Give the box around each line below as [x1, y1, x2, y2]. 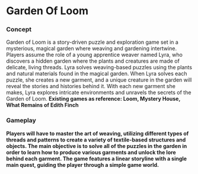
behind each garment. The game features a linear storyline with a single [6, 155, 187, 162]
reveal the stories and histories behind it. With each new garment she [6, 83, 176, 90]
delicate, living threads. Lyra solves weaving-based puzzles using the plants [6, 64, 193, 71]
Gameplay [6, 117, 37, 125]
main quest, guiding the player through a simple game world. [6, 161, 159, 168]
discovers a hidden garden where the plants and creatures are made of [6, 57, 180, 65]
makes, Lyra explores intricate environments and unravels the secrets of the [6, 89, 191, 96]
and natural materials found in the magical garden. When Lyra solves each [6, 70, 187, 78]
